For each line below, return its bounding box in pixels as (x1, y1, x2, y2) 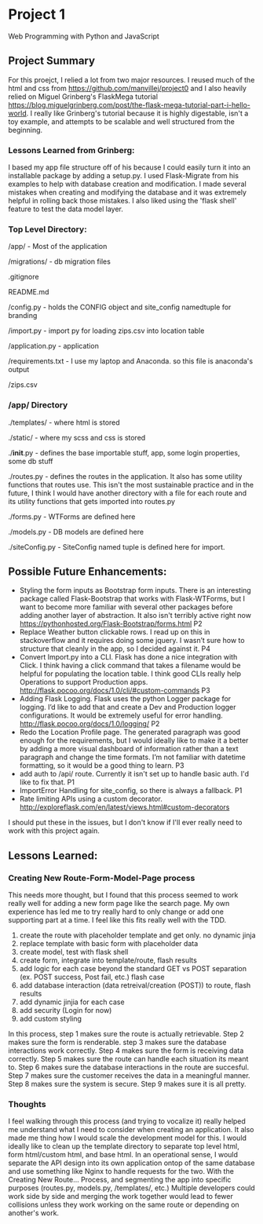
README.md (8, 287, 49, 297)
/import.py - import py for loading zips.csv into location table (8, 326, 205, 335)
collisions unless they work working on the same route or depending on (8, 1200, 239, 1210)
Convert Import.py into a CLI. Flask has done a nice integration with (19, 652, 238, 662)
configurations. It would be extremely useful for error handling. (19, 711, 224, 720)
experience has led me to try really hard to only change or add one (8, 907, 224, 916)
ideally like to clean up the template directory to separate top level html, (8, 1142, 239, 1151)
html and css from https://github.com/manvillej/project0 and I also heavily (8, 83, 247, 93)
